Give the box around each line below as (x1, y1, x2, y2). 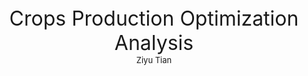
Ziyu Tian (135, 55, 173, 65)
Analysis (114, 30, 194, 55)
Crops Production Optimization (9, 6, 299, 31)
